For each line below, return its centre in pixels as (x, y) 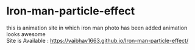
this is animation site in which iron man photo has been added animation (97, 28)
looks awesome (26, 34)
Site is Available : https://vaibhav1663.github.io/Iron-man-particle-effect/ (97, 40)
